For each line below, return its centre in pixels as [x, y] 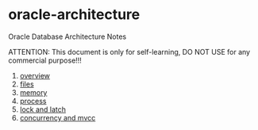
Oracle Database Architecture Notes [67, 36]
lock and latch [42, 109]
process [33, 101]
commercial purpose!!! [45, 60]
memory [33, 92]
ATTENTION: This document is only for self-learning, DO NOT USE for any [129, 52]
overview [35, 75]
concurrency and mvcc [58, 117]
